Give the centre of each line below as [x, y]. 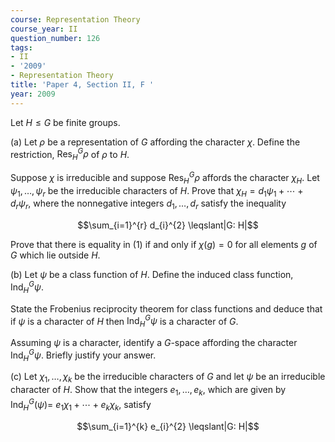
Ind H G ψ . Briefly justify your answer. [83, 355]
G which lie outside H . [55, 255]
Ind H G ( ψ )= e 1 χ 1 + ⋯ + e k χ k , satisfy [81, 405]
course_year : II [44, 29]
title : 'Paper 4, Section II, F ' [82, 85]
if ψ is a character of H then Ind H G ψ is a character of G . [124, 321]
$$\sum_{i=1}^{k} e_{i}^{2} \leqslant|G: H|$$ [168, 426]
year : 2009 [33, 94]
